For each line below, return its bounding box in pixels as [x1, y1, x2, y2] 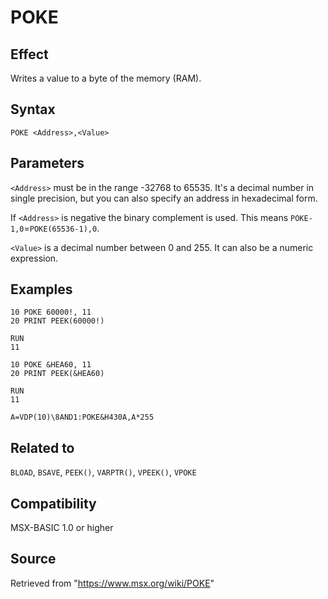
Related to [10, 439, 75, 456]
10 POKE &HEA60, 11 [10, 360, 92, 370]
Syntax [10, 101, 56, 118]
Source [10, 551, 57, 568]
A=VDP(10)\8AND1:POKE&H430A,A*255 [10, 412, 155, 423]
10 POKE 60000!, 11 [10, 307, 92, 318]
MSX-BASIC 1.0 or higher [10, 522, 114, 534]
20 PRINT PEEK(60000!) [10, 316, 105, 326]
